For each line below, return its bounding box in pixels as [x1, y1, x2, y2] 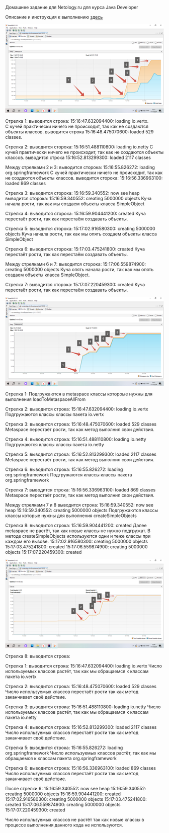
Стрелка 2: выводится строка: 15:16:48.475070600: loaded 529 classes [5, 684, 157, 689]
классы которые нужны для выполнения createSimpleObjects [5, 513, 137, 519]
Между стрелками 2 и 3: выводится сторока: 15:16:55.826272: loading [5, 164, 155, 170]
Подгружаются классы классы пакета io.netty [5, 442, 104, 447]
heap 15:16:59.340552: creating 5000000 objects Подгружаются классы [5, 508, 158, 513]
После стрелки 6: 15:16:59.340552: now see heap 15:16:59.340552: [5, 786, 147, 791]
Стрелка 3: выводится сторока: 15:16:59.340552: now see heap [5, 190, 140, 196]
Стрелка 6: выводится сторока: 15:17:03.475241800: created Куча [5, 246, 145, 252]
